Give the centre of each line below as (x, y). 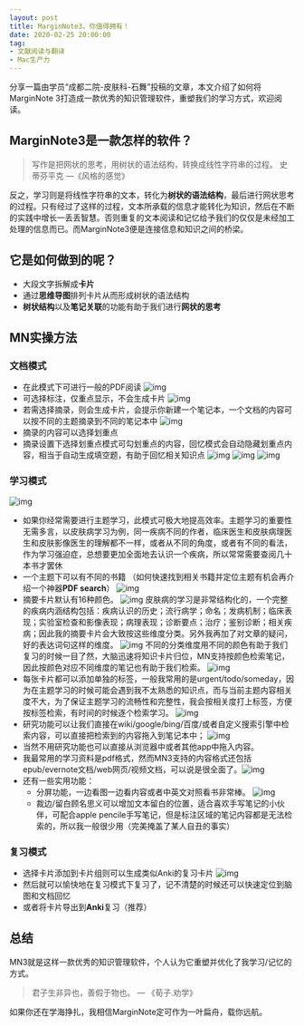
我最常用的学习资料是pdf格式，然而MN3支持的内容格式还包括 (137, 758)
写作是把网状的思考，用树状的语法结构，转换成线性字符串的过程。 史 (159, 164)
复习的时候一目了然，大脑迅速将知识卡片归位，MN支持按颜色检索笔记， (156, 656)
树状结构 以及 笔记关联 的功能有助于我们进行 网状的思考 (122, 306)
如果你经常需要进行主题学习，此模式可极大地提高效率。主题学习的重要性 (157, 520)
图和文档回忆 (46, 895)
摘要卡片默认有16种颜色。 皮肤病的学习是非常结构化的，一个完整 (155, 599)
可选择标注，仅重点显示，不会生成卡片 (94, 399)
